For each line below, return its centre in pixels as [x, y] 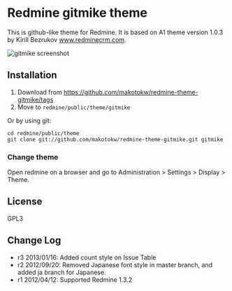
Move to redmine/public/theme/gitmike [74, 107]
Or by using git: [29, 120]
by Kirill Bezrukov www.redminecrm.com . [67, 39]
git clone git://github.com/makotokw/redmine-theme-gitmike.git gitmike [115, 139]
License [25, 202]
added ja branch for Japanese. [61, 272]
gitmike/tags [35, 99]
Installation [32, 75]
